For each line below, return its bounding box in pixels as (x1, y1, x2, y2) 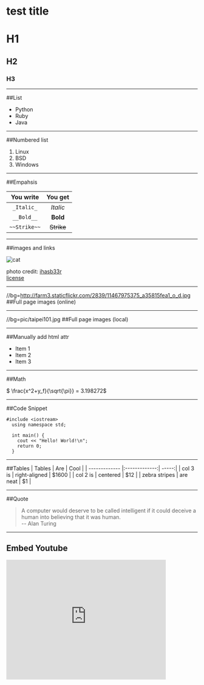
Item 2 (15, 352, 32, 359)
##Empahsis (6, 178, 38, 186)
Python (15, 106, 33, 113)
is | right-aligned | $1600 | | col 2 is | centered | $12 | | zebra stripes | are (6, 471, 188, 479)
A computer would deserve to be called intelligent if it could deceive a (21, 507, 196, 515)
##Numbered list (6, 136, 49, 144)
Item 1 (15, 345, 30, 352)
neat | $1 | (6, 478, 32, 485)
